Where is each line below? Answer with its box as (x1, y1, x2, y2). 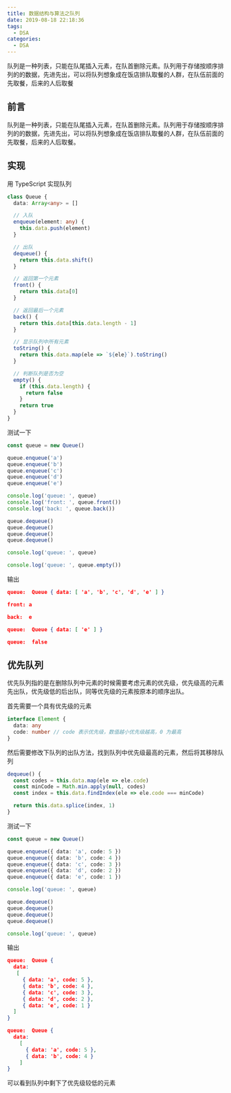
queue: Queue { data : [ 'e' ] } (7, 626, 103, 633)
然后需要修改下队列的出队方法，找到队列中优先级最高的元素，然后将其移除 (7, 748, 218, 756)
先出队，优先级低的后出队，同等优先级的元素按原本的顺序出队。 (7, 688, 188, 696)
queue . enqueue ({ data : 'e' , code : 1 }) (7, 873, 122, 881)
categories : (7, 36, 41, 43)
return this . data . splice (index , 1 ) (13, 803, 115, 809)
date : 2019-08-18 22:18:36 (7, 17, 85, 23)
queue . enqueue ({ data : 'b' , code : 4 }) (7, 854, 122, 861)
